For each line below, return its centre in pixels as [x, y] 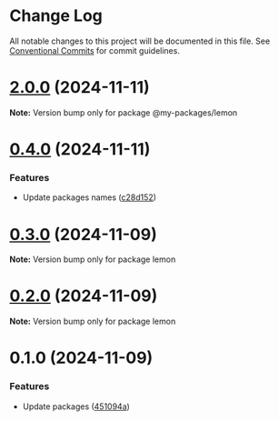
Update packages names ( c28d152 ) [90, 197]
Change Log [56, 16]
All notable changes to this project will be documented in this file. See [140, 41]
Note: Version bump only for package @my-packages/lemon [124, 112]
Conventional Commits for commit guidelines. [95, 50]
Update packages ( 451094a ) [76, 406]
